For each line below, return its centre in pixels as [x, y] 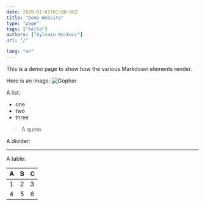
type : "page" [23, 23]
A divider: [18, 141]
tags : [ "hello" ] [27, 29]
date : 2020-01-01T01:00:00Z [42, 12]
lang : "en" [20, 52]
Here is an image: [28, 81]
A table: [16, 158]
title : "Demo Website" [35, 18]
